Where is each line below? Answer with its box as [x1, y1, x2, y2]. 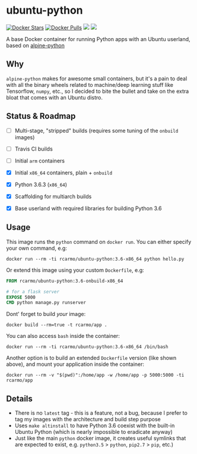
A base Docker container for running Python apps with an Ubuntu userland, [6, 35, 191, 42]
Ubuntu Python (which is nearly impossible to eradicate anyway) [14, 428, 173, 436]
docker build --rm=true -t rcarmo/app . [6, 322, 108, 328]
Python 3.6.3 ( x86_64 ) [14, 181, 67, 188]
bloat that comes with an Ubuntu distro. [6, 93, 103, 101]
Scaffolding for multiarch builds [14, 193, 92, 200]
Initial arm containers [14, 157, 65, 164]
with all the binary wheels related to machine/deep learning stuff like [6, 81, 174, 88]
